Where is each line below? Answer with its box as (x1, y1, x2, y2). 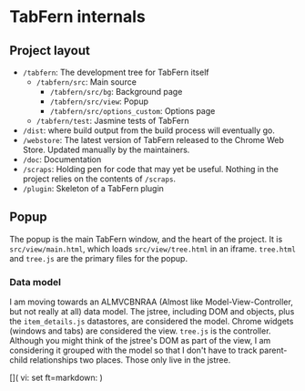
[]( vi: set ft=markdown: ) (9, 372, 103, 384)
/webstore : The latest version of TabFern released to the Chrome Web (22, 135, 284, 145)
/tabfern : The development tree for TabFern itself (22, 67, 209, 77)
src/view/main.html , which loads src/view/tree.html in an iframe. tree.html (9, 243, 296, 254)
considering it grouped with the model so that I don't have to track (9, 345, 258, 356)
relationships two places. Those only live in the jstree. (29, 355, 231, 365)
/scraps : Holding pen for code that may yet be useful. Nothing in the (22, 164, 280, 174)
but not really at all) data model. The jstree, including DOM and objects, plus (9, 306, 295, 317)
